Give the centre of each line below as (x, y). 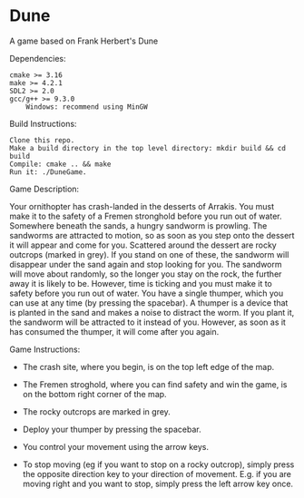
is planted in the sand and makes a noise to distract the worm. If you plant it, (152, 312)
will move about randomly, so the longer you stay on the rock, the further (146, 274)
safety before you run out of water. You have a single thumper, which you (147, 293)
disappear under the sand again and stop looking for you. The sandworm (146, 264)
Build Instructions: (43, 123)
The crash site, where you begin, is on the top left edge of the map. (148, 366)
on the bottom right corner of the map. (94, 394)
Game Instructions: (45, 349)
